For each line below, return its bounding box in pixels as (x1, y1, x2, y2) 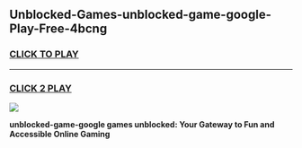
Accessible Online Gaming (9, 128, 111, 139)
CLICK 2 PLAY (9, 82, 72, 94)
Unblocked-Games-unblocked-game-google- (9, 7, 271, 22)
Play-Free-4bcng (9, 22, 108, 37)
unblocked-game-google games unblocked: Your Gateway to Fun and (9, 118, 275, 129)
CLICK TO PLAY (9, 48, 79, 61)
